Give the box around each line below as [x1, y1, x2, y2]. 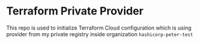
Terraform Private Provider [6, 4, 144, 18]
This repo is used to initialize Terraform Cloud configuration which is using [6, 24, 192, 31]
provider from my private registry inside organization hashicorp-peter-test [6, 30, 194, 37]
